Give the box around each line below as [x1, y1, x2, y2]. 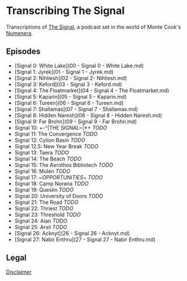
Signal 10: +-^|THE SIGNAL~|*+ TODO [14, 124, 107, 131]
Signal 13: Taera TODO [14, 149, 69, 156]
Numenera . [6, 29, 33, 36]
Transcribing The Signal [6, 4, 125, 18]
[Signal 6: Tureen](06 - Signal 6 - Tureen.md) [14, 99, 124, 106]
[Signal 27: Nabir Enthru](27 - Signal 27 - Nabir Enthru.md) [14, 235, 156, 243]
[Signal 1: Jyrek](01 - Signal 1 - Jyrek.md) [14, 68, 114, 75]
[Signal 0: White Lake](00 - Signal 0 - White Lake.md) [14, 62, 144, 69]
